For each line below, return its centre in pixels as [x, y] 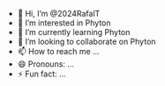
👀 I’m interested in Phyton [64, 23]
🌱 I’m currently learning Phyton [74, 32]
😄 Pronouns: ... [46, 64]
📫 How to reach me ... [58, 51]
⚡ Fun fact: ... [41, 74]
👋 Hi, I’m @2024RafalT [59, 14]
